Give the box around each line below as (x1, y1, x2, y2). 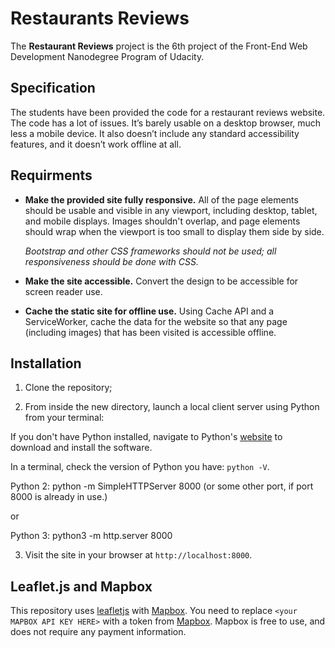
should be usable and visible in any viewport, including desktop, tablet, (24, 204, 318, 216)
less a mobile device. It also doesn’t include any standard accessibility (10, 127, 300, 139)
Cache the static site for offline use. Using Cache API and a (24, 305, 275, 317)
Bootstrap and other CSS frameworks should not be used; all (24, 245, 277, 257)
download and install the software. (10, 442, 153, 454)
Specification (10, 80, 96, 97)
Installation (10, 355, 82, 372)
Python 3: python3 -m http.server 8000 (10, 530, 173, 542)
